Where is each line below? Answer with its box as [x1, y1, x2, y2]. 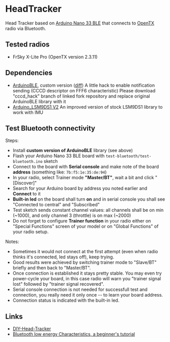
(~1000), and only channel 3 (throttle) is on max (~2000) [12, 212, 131, 218]
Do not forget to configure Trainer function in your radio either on [12, 218, 151, 224]
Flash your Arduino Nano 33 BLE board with [12, 153, 105, 159]
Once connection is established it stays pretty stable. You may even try [12, 270, 162, 276]
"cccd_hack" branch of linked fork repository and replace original [12, 93, 150, 99]
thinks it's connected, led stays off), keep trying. [12, 254, 115, 260]
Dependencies [5, 68, 52, 77]
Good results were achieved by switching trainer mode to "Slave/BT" [12, 259, 157, 265]
